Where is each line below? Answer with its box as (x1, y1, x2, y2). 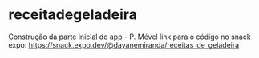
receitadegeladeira (8, 6, 138, 24)
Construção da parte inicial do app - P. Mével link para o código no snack (8, 32, 251, 41)
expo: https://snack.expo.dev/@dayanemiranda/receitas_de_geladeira (8, 40, 240, 49)
